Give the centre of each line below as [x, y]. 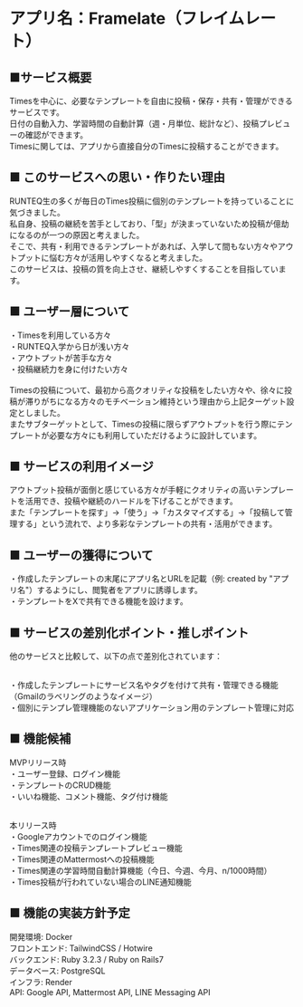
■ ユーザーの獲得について [81, 555]
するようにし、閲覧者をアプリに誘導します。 [120, 590]
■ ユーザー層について [70, 312]
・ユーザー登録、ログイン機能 [65, 773]
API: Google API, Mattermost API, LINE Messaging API [110, 992]
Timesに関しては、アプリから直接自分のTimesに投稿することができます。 [147, 146]
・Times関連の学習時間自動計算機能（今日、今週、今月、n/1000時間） [141, 870]
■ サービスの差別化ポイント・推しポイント [129, 633]
